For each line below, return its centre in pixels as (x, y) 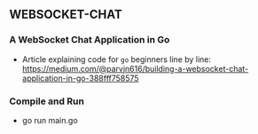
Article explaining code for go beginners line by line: (116, 59)
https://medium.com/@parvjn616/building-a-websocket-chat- (135, 68)
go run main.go (50, 120)
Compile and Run (47, 101)
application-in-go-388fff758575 (80, 78)
